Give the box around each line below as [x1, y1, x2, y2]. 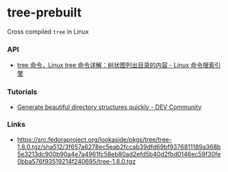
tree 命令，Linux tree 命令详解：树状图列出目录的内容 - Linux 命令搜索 [16, 61, 215, 69]
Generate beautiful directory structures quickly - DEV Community [16, 103, 202, 111]
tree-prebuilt [7, 5, 82, 21]
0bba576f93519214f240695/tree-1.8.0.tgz [16, 157, 136, 165]
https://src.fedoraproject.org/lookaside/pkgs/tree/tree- [16, 135, 173, 143]
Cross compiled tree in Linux [7, 27, 89, 36]
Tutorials [7, 87, 38, 97]
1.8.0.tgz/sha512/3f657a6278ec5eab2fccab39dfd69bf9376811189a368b [16, 143, 221, 151]
